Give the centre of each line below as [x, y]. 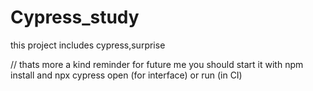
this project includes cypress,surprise [88, 45]
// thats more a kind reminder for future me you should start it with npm [157, 64]
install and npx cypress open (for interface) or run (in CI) [126, 75]
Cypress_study [75, 17]
